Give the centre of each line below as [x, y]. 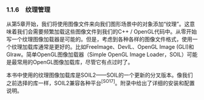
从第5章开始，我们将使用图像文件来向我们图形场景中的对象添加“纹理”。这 [98, 24]
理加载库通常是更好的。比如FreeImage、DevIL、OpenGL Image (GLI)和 [105, 47]
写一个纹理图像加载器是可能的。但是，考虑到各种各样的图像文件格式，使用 [99, 39]
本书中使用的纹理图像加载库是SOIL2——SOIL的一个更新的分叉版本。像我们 [100, 75]
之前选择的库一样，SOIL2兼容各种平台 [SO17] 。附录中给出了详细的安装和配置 [101, 82]
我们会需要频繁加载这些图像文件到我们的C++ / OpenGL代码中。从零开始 [107, 32]
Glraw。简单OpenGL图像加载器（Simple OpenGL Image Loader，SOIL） [97, 55]
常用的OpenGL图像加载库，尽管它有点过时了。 [75, 62]
